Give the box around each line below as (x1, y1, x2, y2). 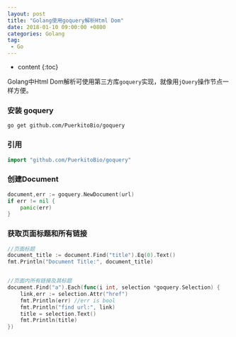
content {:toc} (17, 63, 59, 71)
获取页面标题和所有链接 (7, 229, 87, 239)
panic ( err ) (20, 204, 52, 211)
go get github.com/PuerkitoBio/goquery (7, 122, 125, 130)
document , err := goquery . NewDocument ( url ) (7, 190, 135, 198)
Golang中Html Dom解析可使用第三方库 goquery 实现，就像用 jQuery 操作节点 (7, 77, 223, 86)
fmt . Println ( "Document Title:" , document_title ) (7, 258, 154, 265)
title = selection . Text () (20, 310, 97, 317)
